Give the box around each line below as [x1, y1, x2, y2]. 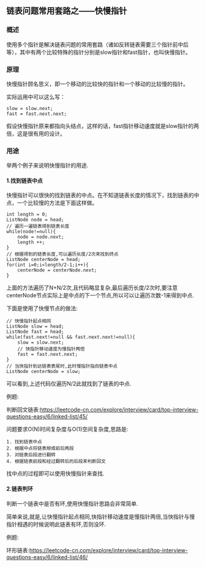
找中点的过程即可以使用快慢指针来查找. [6, 470, 105, 477]
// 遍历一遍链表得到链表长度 [6, 223, 70, 229]
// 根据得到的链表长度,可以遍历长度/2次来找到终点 [6, 251, 119, 258]
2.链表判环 [6, 485, 34, 492]
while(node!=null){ [6, 229, 56, 235]
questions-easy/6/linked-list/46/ [6, 553, 88, 561]
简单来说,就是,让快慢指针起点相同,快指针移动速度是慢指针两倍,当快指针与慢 [6, 513, 195, 520]
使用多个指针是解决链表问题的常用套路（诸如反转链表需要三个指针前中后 [6, 40, 188, 48]
